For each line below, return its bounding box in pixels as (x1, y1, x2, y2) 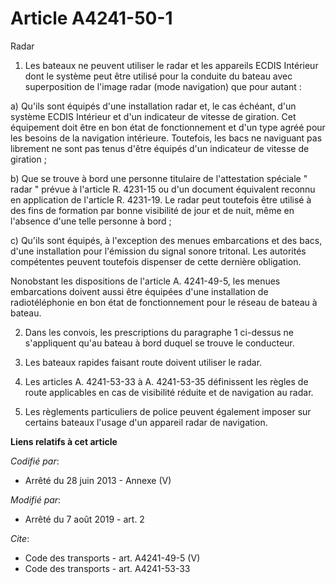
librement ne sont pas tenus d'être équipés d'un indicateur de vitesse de (10, 142, 310, 154)
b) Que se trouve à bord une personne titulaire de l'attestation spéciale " (10, 172, 308, 184)
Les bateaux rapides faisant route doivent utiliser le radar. (24, 356, 263, 368)
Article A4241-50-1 (10, 7, 173, 30)
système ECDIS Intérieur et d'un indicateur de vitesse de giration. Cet (10, 110, 297, 122)
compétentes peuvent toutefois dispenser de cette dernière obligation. (10, 255, 302, 267)
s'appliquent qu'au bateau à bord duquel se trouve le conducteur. (24, 337, 295, 349)
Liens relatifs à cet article (10, 435, 118, 447)
